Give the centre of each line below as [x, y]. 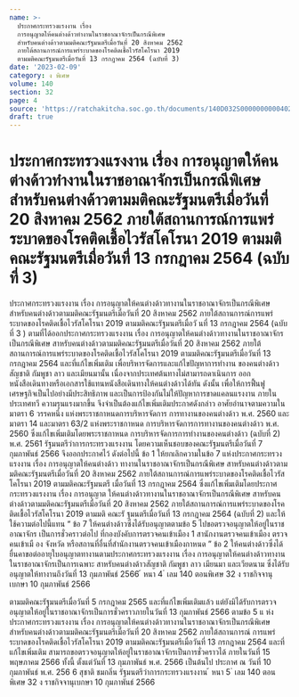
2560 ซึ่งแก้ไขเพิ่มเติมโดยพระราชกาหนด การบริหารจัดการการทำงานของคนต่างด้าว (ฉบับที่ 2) [145, 434]
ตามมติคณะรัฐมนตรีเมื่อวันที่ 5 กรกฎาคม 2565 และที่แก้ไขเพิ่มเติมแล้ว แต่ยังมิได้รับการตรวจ [143, 602]
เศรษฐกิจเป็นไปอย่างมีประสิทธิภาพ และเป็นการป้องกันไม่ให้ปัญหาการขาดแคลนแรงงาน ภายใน [143, 394]
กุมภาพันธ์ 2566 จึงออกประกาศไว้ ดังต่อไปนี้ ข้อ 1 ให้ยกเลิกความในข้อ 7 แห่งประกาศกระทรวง [146, 454]
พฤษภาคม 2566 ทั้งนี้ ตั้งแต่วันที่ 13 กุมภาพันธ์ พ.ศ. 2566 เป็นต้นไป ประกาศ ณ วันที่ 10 [140, 662]
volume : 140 [31, 84]
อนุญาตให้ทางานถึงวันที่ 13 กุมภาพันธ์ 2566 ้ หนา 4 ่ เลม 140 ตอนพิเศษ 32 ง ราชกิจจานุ [141, 574]
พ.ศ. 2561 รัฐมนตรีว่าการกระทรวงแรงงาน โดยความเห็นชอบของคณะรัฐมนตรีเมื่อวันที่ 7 [136, 444]
